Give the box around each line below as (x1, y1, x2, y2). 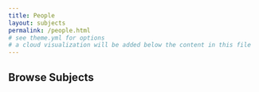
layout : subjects (8, 19, 66, 27)
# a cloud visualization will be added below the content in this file (8, 41, 251, 49)
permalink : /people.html (8, 26, 91, 34)
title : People (8, 11, 56, 20)
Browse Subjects (8, 71, 94, 84)
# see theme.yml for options (8, 33, 105, 42)
